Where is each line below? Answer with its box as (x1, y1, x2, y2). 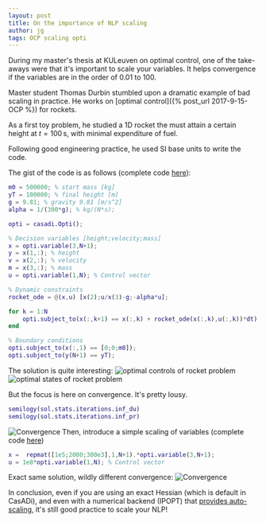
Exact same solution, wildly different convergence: (8, 473, 174, 482)
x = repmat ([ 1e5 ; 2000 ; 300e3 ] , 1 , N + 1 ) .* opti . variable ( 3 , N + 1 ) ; (8, 450, 215, 458)
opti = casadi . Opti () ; (8, 220, 83, 228)
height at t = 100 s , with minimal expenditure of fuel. (8, 129, 179, 138)
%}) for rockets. (25, 105, 77, 115)
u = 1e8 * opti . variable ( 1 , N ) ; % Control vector (8, 458, 165, 466)
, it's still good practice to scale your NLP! (31, 504, 168, 514)
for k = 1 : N (8, 307, 48, 315)
